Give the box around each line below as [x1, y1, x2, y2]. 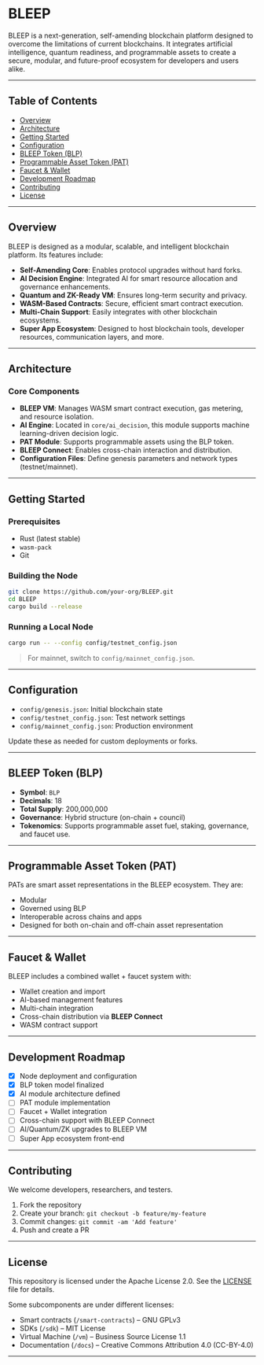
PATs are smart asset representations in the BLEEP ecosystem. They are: [8, 880, 244, 890]
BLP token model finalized [19, 1080, 104, 1090]
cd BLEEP [8, 596, 37, 603]
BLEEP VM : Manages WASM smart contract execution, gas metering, [19, 404, 244, 413]
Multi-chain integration [19, 1004, 94, 1013]
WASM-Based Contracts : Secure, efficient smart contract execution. [19, 298, 244, 308]
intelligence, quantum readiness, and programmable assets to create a [8, 47, 236, 57]
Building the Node [8, 570, 79, 581]
